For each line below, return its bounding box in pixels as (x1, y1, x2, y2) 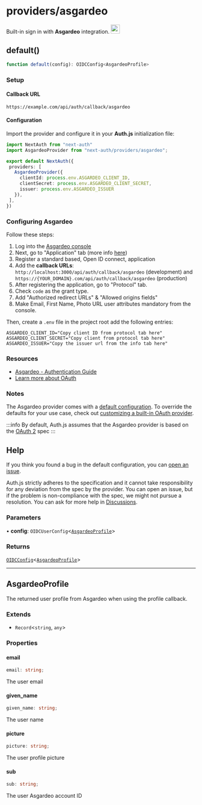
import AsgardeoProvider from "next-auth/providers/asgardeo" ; (6, 147, 168, 153)
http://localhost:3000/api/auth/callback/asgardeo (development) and (14, 268, 193, 275)
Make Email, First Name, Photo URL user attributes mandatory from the (14, 300, 191, 307)
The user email (6, 678, 43, 685)
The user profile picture (6, 754, 65, 762)
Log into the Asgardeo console (14, 242, 91, 249)
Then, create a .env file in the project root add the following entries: (6, 318, 173, 325)
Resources (6, 354, 38, 363)
